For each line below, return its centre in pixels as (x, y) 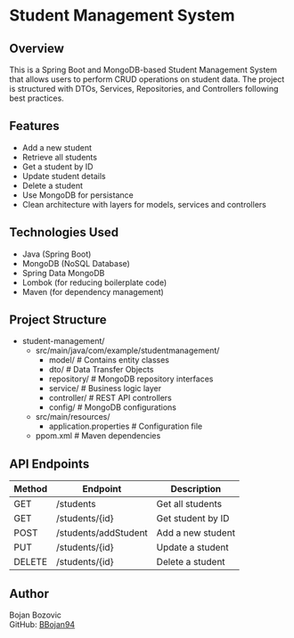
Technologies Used (64, 233)
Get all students (189, 504)
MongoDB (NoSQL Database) (76, 263)
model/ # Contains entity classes (109, 360)
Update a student (192, 547)
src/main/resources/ (73, 417)
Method (31, 489)
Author (29, 593)
